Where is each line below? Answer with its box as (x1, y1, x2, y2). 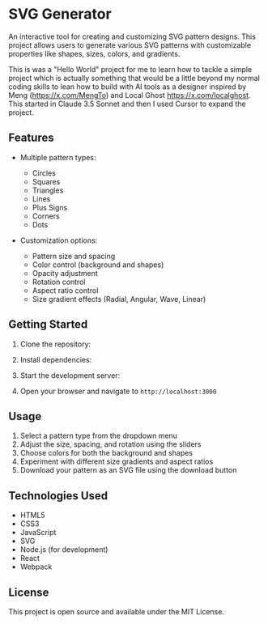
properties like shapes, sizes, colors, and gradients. (8, 49, 181, 58)
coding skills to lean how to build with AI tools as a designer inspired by (8, 82, 247, 91)
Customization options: (19, 236, 98, 245)
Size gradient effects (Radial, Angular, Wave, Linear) (32, 294, 206, 304)
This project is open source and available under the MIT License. (8, 607, 225, 616)
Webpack (19, 562, 53, 571)
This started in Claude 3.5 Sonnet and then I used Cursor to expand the (8, 99, 246, 108)
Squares (32, 176, 61, 186)
